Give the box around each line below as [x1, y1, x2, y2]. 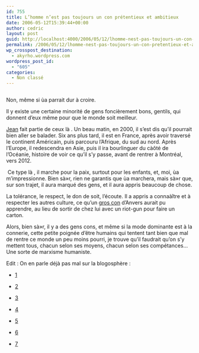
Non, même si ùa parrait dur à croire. [6, 96, 96, 104]
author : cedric [6, 25, 44, 31]
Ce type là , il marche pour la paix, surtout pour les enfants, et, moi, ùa [7, 168, 179, 176]
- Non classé [11, 75, 44, 81]
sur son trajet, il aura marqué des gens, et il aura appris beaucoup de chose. [6, 182, 192, 189]
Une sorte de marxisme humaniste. [6, 249, 92, 256]
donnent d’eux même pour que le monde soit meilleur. [6, 114, 138, 122]
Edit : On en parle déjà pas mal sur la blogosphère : [6, 260, 131, 267]
